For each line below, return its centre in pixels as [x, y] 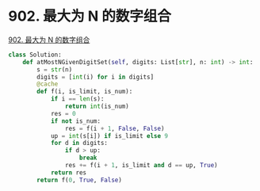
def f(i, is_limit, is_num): [85, 92]
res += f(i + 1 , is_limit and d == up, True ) [141, 166]
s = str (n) [55, 69]
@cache [48, 84]
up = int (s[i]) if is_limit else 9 [109, 136]
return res [69, 172]
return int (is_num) [97, 107]
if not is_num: [76, 121]
